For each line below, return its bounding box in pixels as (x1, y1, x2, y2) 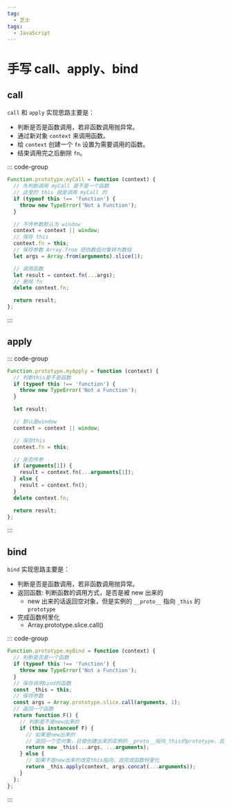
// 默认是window (13, 419, 57, 426)
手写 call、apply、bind (7, 61, 139, 77)
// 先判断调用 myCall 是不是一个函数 (13, 182, 109, 190)
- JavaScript (13, 29, 51, 37)
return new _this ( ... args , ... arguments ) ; (25, 744, 150, 751)
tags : (7, 23, 23, 30)
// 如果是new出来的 (25, 731, 76, 738)
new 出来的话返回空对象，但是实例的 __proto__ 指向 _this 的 (27, 597, 201, 605)
